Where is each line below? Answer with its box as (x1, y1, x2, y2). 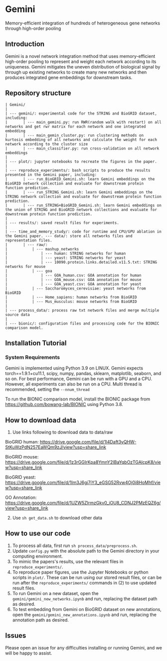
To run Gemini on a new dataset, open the (12, 590, 99, 596)
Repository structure (5, 89, 71, 97)
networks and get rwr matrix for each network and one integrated (5, 124, 146, 129)
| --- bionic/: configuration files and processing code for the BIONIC (5, 321, 160, 326)
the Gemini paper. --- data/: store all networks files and (5, 233, 133, 238)
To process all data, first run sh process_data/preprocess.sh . (12, 542, 138, 548)
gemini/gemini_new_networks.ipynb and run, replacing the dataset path (12, 595, 158, 601)
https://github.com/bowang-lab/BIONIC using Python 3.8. (5, 401, 124, 407)
